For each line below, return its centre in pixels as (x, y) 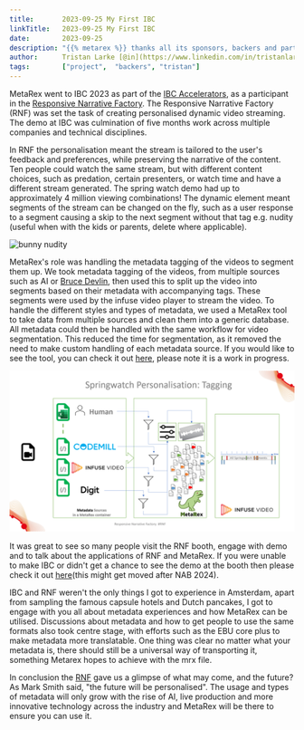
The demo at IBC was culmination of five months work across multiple (140, 123)
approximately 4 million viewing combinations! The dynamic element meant (150, 198)
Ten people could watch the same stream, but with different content (136, 169)
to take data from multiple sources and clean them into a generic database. (149, 320)
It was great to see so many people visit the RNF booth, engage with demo (148, 546)
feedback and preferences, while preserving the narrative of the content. (145, 159)
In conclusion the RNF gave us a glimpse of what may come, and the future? (152, 677)
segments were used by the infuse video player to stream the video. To (142, 300)
